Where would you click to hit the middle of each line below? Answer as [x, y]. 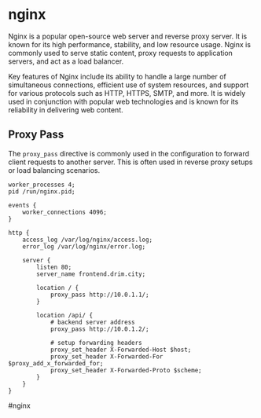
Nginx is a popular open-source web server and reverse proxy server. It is [128, 36]
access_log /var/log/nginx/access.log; [88, 240]
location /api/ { [64, 315]
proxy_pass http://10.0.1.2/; [99, 329]
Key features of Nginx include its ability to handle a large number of [117, 76]
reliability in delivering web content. [66, 110]
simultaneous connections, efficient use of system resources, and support [129, 85]
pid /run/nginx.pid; [42, 191]
